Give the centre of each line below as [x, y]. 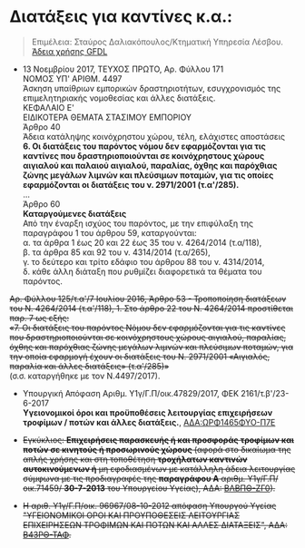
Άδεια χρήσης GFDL [69, 51]
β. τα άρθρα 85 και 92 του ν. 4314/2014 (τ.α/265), [116, 252]
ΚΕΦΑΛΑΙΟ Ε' [48, 107]
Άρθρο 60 [41, 204]
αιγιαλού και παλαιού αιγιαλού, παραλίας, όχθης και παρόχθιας [150, 165]
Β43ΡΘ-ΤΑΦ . [47, 534]
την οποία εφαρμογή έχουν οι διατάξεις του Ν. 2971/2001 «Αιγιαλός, [140, 357]
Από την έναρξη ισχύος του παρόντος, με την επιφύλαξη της [138, 223]
